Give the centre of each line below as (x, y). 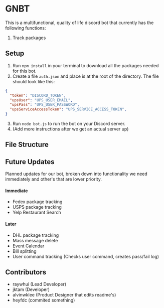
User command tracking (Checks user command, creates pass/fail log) (86, 256)
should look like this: (34, 81)
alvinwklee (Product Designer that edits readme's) (64, 295)
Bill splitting (24, 251)
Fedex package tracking (37, 202)
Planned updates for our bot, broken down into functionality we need (76, 174)
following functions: (26, 28)
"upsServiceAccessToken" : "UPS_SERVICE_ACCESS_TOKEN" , (68, 109)
